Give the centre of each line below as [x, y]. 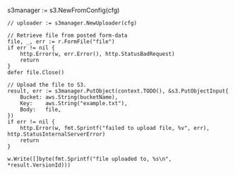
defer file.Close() [36, 73]
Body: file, [41, 109]
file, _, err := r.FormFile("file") [61, 42]
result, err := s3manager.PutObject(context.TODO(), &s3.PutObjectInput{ [118, 91]
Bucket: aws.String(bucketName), [69, 97]
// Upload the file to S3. [47, 85]
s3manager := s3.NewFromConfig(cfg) [64, 10]
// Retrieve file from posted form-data [68, 35]
